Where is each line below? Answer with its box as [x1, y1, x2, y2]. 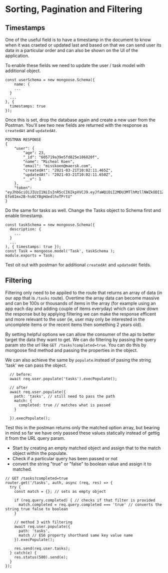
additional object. [5, 68, 41, 74]
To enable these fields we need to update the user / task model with [5, 63, 145, 68]
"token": [14, 185, 32, 190]
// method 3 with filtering [14, 519, 72, 524]
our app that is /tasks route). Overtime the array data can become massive [5, 295, 159, 301]
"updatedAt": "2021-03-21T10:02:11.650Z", [23, 172, 113, 177]
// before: [9, 372, 32, 377]
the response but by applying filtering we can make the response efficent [5, 311, 156, 317]
